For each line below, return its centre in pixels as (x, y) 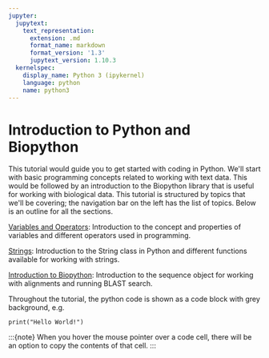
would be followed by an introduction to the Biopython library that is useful (131, 186)
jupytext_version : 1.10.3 (72, 61)
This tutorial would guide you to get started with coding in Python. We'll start (134, 169)
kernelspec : (36, 68)
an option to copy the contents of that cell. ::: (82, 346)
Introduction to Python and (99, 130)
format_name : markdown (67, 46)
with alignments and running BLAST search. (81, 284)
